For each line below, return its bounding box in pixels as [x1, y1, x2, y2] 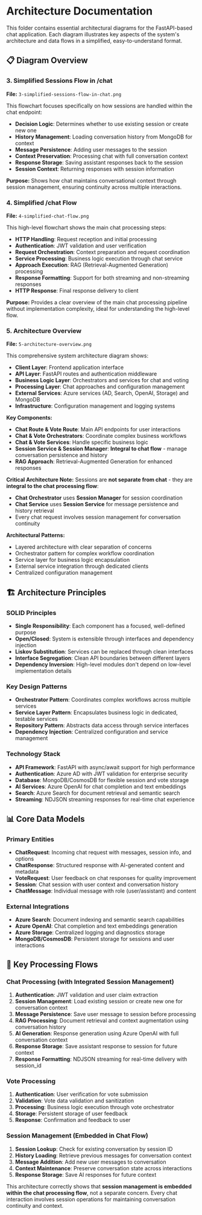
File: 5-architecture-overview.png [6, 340, 92, 348]
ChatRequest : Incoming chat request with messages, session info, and [14, 849, 192, 856]
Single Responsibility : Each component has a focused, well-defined [14, 622, 185, 630]
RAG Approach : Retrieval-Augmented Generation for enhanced [14, 458, 173, 465]
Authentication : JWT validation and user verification [14, 242, 147, 249]
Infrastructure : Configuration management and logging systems [14, 402, 175, 409]
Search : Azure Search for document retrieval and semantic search [14, 789, 180, 796]
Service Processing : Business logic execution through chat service [14, 255, 183, 262]
